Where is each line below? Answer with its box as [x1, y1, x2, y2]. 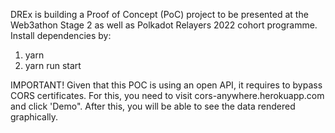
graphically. [10, 111, 59, 123]
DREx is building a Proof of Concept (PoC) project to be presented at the [10, 9, 309, 20]
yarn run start [24, 60, 82, 71]
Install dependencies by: [10, 30, 112, 41]
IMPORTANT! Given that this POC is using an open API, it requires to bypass [10, 79, 323, 91]
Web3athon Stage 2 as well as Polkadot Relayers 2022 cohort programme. [10, 19, 318, 31]
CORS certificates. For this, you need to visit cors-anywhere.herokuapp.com [10, 90, 325, 101]
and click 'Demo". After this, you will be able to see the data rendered [10, 100, 296, 112]
